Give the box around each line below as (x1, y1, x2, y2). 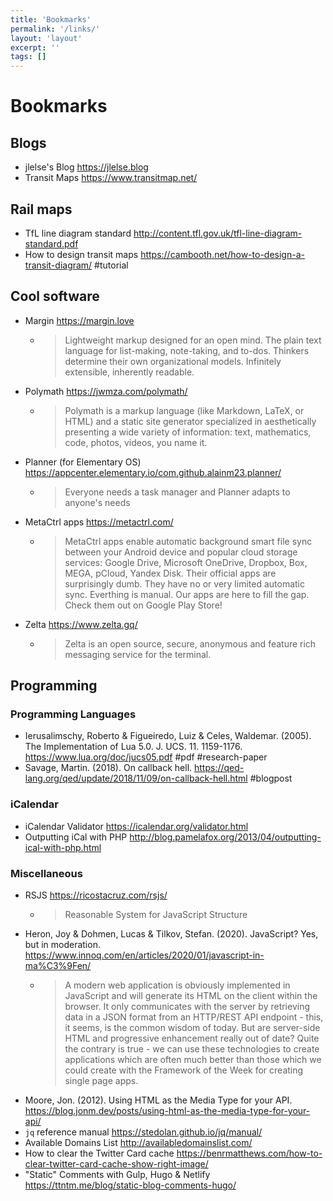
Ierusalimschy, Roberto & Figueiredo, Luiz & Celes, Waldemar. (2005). (24, 730, 312, 742)
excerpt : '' (10, 42, 60, 53)
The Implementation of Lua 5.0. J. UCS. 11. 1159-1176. (24, 741, 243, 753)
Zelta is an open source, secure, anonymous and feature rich (64, 637, 317, 650)
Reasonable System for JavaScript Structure (64, 909, 248, 921)
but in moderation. (24, 939, 101, 951)
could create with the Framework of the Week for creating (64, 1064, 304, 1076)
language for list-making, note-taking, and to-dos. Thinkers (64, 344, 310, 356)
